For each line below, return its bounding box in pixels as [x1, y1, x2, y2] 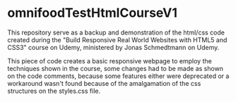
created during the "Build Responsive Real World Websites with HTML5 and [7, 35, 228, 44]
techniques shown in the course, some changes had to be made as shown [7, 64, 224, 72]
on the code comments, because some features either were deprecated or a [7, 72, 230, 80]
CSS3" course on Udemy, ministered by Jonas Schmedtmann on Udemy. [7, 43, 220, 51]
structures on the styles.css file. [7, 87, 101, 95]
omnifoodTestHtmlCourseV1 [7, 5, 178, 21]
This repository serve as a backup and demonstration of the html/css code [7, 28, 225, 37]
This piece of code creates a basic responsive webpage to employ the [7, 56, 212, 65]
